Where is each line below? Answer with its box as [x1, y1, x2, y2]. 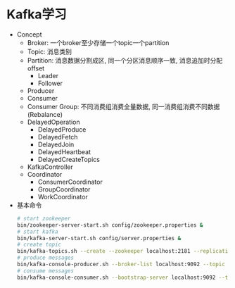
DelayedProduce [37, 125, 87, 134]
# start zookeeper [16, 215, 71, 222]
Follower [37, 79, 63, 87]
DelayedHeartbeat [37, 147, 91, 156]
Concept [16, 30, 43, 39]
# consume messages [16, 267, 75, 275]
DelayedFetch [37, 132, 78, 141]
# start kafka [16, 228, 58, 235]
